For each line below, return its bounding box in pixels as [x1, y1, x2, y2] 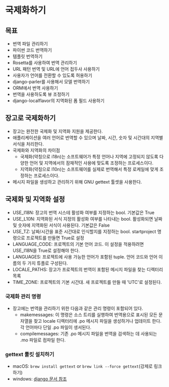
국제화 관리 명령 [5, 293, 41, 300]
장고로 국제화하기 [5, 114, 56, 122]
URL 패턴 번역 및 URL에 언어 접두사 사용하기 [12, 66, 100, 72]
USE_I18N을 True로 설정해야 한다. [12, 247, 80, 253]
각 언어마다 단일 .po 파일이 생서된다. [20, 324, 92, 330]
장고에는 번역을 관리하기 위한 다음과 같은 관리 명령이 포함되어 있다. [12, 305, 143, 311]
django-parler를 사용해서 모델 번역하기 [12, 79, 90, 84]
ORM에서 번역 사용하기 [12, 85, 59, 91]
